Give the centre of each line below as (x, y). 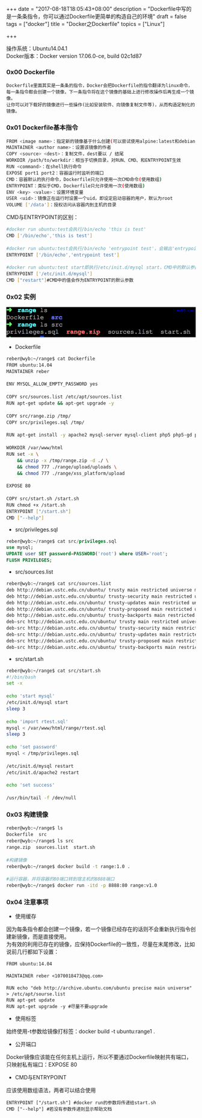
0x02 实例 (21, 297)
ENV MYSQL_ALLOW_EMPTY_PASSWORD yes (52, 384)
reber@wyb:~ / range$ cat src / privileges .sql (62, 541)
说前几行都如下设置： (32, 952)
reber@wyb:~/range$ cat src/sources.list (59, 584)
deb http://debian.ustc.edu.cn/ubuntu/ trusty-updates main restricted (98, 602)
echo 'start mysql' (31, 696)
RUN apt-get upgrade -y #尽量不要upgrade (57, 1007)
